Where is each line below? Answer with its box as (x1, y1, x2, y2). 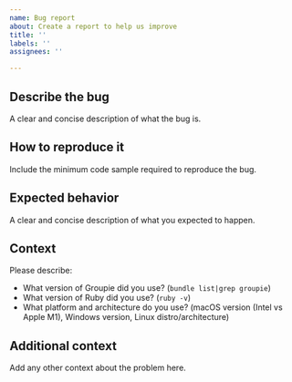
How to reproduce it (9, 139, 125, 155)
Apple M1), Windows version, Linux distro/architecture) (22, 312, 230, 323)
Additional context (9, 338, 117, 354)
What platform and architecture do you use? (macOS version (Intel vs (22, 302, 283, 313)
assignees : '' (9, 47, 64, 57)
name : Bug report (9, 13, 76, 23)
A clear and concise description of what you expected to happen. (9, 214, 255, 225)
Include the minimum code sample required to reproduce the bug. (9, 163, 257, 174)
